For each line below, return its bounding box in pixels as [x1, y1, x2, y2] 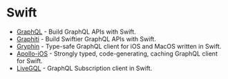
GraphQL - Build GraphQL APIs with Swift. [16, 27, 136, 36]
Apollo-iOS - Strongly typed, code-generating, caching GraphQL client [16, 49, 218, 58]
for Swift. [16, 56, 43, 65]
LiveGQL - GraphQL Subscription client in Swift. [16, 64, 153, 72]
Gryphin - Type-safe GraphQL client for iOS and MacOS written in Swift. [16, 42, 222, 50]
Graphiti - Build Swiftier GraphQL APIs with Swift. [16, 34, 156, 43]
